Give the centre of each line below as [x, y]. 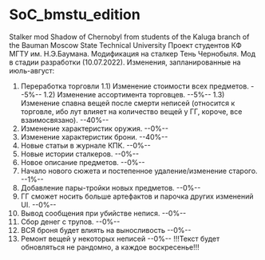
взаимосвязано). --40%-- [65, 120]
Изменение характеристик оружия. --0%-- [94, 128]
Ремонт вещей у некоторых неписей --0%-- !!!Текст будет [120, 238]
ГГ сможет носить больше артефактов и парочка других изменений [137, 196]
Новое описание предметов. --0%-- [83, 162]
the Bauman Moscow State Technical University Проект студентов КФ [125, 45]
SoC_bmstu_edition [75, 15]
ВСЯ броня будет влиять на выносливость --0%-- [106, 230]
